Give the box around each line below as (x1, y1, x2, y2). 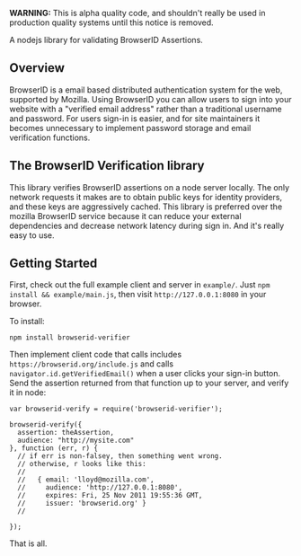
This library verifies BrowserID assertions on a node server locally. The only (9, 181, 290, 192)
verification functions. (9, 132, 91, 143)
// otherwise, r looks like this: (17, 460, 146, 469)
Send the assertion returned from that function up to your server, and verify (9, 377, 289, 389)
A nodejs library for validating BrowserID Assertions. (9, 35, 204, 45)
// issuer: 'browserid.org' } (17, 499, 146, 508)
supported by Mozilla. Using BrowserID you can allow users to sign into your (9, 93, 292, 104)
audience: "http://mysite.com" (17, 436, 135, 446)
